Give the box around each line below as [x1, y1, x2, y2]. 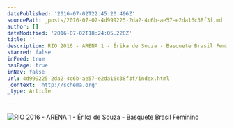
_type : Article [7, 88, 52, 95]
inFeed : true [7, 56, 45, 63]
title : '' [7, 36, 36, 43]
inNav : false [7, 68, 45, 75]
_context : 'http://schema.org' [7, 81, 98, 88]
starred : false [7, 49, 52, 56]
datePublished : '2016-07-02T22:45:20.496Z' [7, 10, 136, 17]
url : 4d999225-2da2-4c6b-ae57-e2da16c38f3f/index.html [7, 74, 170, 82]
